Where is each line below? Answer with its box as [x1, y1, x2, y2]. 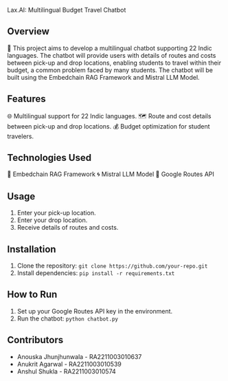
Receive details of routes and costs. [16, 224, 119, 232]
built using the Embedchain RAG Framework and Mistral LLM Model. [7, 73, 201, 81]
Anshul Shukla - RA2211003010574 [16, 367, 117, 375]
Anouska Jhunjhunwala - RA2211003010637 [16, 352, 142, 360]
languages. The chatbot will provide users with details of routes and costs [7, 51, 216, 59]
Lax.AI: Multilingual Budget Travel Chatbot [7, 6, 126, 14]
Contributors [7, 334, 64, 346]
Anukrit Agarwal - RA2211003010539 [16, 360, 122, 368]
